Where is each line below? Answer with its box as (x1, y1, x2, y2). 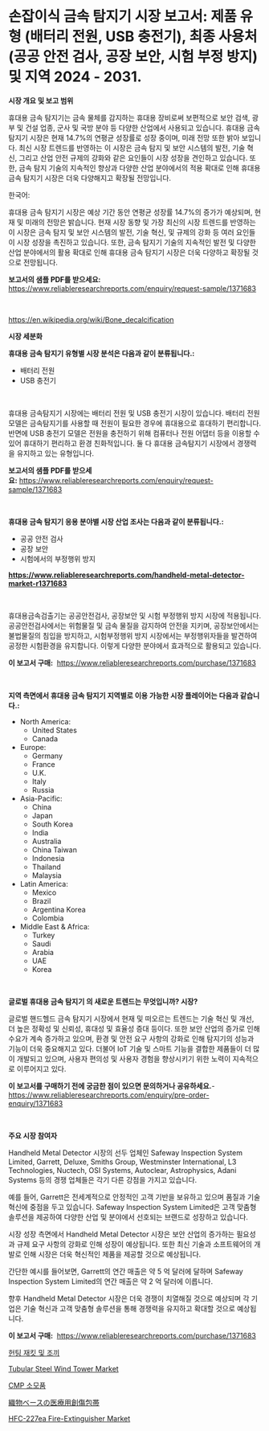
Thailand (31, 862, 62, 871)
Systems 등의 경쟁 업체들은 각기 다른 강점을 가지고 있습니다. (8, 1175, 198, 1184)
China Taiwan (31, 845, 78, 855)
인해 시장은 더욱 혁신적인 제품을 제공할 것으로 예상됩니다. (22, 1249, 202, 1259)
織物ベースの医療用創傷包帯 (8, 1397, 100, 1407)
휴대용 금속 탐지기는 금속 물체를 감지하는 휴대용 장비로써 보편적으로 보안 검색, (8, 113, 251, 122)
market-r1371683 (8, 578, 67, 588)
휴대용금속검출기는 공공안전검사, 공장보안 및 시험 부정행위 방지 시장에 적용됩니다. (8, 610, 262, 620)
